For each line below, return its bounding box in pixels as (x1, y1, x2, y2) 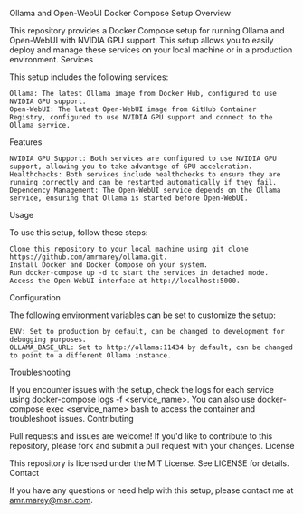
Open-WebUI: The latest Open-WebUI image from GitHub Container (9, 105, 257, 114)
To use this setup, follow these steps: (9, 227, 148, 238)
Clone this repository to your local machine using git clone (9, 244, 249, 253)
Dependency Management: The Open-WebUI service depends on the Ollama (9, 186, 281, 195)
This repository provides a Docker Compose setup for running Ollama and (9, 25, 285, 35)
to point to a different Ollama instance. (9, 351, 172, 360)
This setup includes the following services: (9, 71, 169, 82)
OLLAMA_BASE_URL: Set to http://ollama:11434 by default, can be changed (9, 343, 294, 352)
